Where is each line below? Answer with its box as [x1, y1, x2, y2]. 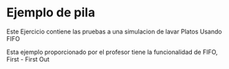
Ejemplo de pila [6, 5, 96, 20]
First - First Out [6, 55, 50, 63]
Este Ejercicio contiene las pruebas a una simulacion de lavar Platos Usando [6, 27, 222, 36]
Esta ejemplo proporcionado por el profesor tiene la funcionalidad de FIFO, [6, 48, 218, 56]
